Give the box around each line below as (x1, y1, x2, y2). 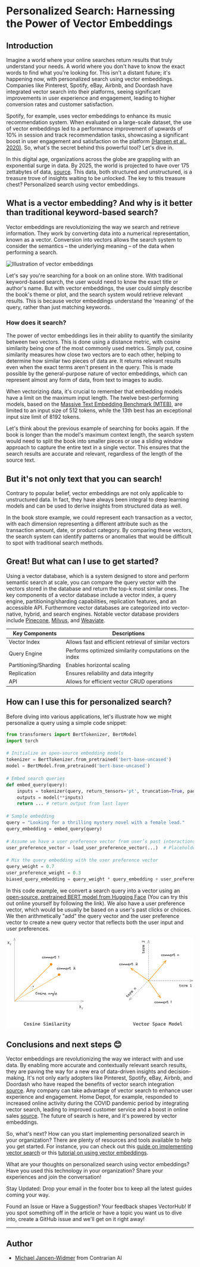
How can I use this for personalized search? (6, 697, 172, 707)
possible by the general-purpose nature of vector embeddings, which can (6, 370, 187, 377)
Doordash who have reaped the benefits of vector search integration (6, 1081, 174, 1088)
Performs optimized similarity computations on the (65, 647, 189, 654)
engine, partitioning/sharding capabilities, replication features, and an (6, 598, 177, 605)
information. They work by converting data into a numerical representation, (6, 230, 190, 237)
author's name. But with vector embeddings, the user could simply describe (6, 285, 192, 292)
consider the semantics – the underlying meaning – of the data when (6, 242, 174, 249)
